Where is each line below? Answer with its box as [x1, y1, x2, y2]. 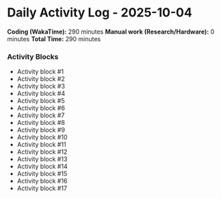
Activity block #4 [16, 89, 66, 97]
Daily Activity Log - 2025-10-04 [7, 5, 193, 21]
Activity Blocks [7, 51, 59, 61]
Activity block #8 [16, 119, 65, 127]
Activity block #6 [16, 104, 65, 113]
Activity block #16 [16, 177, 68, 185]
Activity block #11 [16, 141, 66, 149]
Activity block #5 [16, 97, 65, 105]
